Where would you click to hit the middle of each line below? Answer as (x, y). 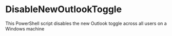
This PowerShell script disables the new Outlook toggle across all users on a (86, 23)
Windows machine (25, 28)
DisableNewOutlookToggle (64, 9)
